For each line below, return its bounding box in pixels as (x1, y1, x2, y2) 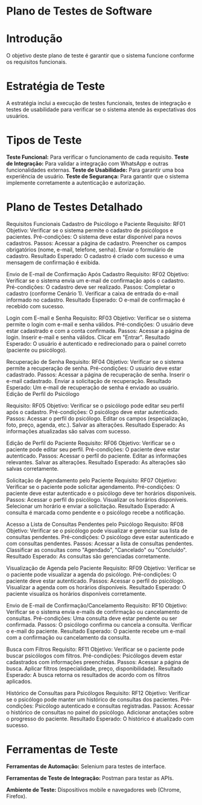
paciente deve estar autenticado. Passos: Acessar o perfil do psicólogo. (6, 577, 185, 584)
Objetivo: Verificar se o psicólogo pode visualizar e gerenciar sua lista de (6, 527, 188, 534)
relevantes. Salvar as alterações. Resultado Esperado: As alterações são (6, 458, 186, 466)
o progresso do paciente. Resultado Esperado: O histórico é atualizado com (6, 715, 194, 722)
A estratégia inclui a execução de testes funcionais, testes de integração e (6, 100, 191, 107)
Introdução (6, 32, 63, 46)
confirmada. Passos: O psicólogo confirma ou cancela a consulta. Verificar (6, 621, 192, 628)
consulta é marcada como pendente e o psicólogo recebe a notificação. (6, 509, 185, 516)
